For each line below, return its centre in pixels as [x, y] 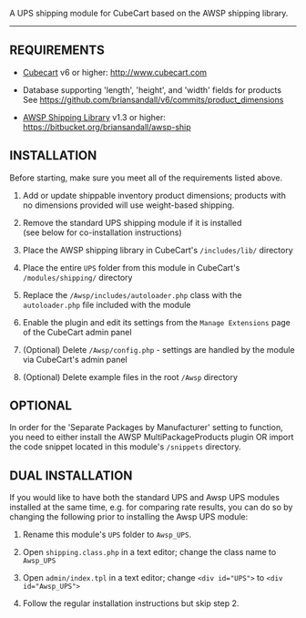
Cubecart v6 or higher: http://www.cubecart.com [115, 72]
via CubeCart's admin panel [75, 359]
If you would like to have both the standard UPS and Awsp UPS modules [145, 498]
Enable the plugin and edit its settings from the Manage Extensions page [157, 322]
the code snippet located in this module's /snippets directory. [125, 447]
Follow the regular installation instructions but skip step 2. [131, 603]
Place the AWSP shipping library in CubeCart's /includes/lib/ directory [158, 250]
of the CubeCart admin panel [77, 332]
